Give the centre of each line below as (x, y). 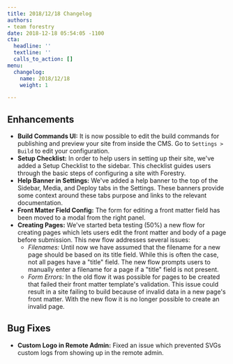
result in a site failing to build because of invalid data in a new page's (127, 292)
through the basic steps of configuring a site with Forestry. (102, 173)
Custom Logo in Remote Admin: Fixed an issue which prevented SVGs (119, 345)
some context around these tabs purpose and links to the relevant (112, 195)
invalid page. (46, 307)
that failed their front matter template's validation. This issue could (123, 285)
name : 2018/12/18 (45, 78)
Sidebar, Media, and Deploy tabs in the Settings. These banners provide (121, 188)
